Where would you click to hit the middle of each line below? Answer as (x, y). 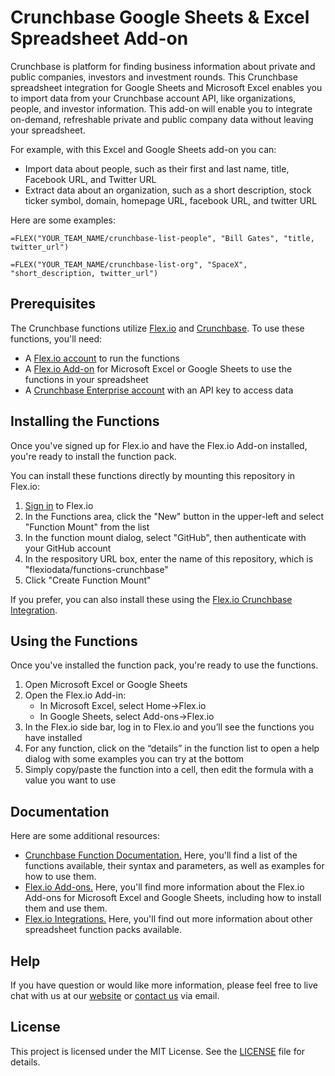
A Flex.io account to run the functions (102, 358)
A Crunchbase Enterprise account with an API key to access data (159, 390)
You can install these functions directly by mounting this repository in (153, 475)
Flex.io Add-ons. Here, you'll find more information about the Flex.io (164, 887)
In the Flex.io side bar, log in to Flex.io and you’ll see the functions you (169, 727)
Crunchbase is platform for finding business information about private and (163, 66)
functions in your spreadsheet (86, 379)
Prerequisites (53, 304)
